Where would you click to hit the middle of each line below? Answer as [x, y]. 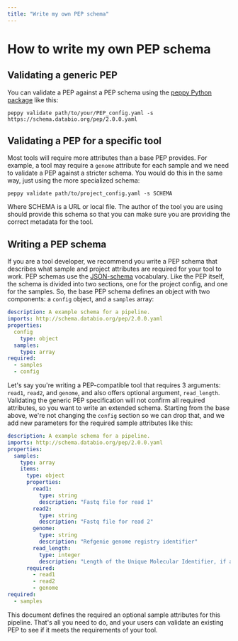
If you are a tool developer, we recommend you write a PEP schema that [113, 262]
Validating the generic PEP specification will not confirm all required [106, 400]
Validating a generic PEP [63, 75]
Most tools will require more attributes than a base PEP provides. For [107, 158]
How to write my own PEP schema [109, 49]
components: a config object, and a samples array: [81, 299]
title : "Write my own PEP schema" [58, 14]
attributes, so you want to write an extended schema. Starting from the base [119, 408]
